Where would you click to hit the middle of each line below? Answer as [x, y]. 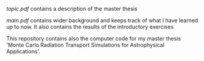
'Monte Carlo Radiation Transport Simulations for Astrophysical [85, 45]
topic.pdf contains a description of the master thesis [72, 9]
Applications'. [23, 51]
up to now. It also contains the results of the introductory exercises [90, 27]
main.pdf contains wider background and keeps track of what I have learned [102, 20]
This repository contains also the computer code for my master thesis [94, 38]
